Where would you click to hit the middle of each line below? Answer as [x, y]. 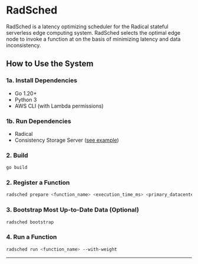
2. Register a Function [38, 183]
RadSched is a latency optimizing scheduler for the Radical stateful [88, 26]
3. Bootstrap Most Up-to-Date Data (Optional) [73, 210]
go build [17, 168]
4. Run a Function [32, 237]
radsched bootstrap [30, 222]
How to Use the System [50, 64]
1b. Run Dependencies [39, 121]
